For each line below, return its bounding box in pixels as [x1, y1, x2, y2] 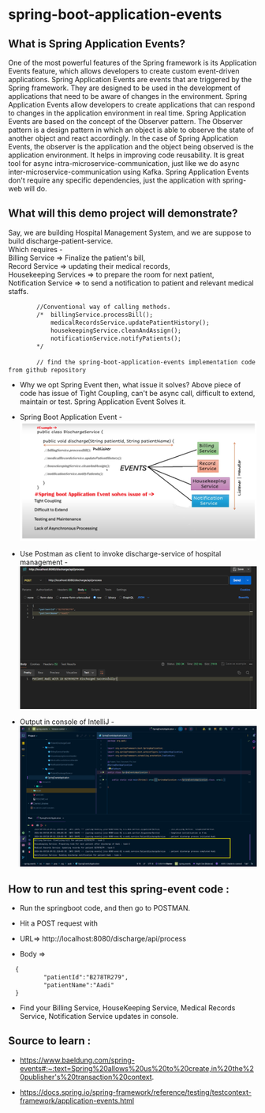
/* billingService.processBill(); [36, 311, 154, 319]
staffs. [8, 286, 29, 296]
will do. [23, 184, 47, 193]
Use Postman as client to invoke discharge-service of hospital [19, 549, 222, 559]
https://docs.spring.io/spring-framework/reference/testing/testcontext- [19, 1087, 252, 1096]
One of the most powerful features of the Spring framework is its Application [8, 58, 257, 67]
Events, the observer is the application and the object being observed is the [8, 142, 254, 151]
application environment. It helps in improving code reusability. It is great [8, 150, 244, 160]
